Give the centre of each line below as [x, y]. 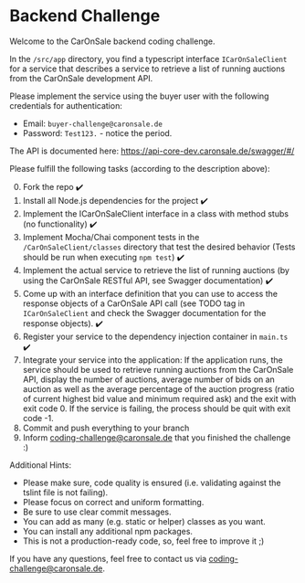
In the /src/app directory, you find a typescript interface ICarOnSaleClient [148, 58]
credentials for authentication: [66, 105]
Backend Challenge [85, 16]
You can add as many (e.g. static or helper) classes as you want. [144, 521]
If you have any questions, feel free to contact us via [108, 558]
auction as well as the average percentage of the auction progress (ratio [158, 388]
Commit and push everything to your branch [106, 428]
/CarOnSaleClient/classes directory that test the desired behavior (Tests [159, 247]
